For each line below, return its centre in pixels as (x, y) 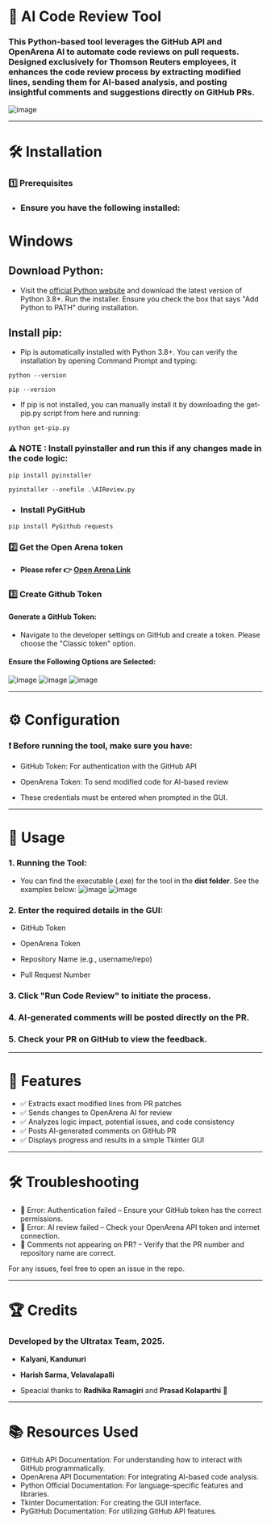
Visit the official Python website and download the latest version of (131, 290)
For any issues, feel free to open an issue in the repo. (97, 1269)
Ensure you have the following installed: (100, 208)
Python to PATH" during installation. (79, 307)
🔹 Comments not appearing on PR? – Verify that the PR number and (132, 1244)
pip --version (32, 390)
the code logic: (38, 458)
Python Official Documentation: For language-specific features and (131, 1485)
